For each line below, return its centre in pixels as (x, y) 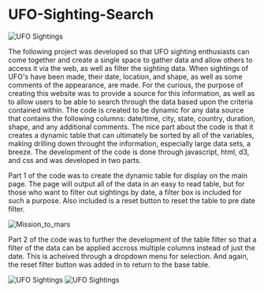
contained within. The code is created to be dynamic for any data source (126, 110)
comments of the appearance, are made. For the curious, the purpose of (126, 85)
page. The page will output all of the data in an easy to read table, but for (126, 183)
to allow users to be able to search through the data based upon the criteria (131, 102)
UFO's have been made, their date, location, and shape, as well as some (125, 76)
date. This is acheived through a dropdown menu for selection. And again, (128, 256)
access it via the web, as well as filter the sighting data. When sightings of (128, 68)
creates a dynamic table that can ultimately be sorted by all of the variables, (131, 135)
